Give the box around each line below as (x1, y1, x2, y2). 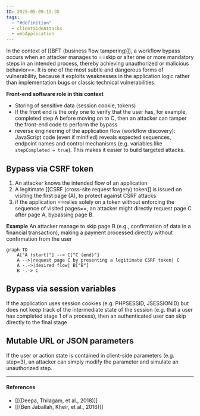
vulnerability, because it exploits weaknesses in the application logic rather (6, 73, 190, 80)
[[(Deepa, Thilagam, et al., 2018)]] (14, 397, 98, 404)
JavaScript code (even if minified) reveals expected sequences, (14, 134, 171, 141)
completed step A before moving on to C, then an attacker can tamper (14, 114, 187, 122)
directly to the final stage (6, 318, 67, 325)
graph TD (6, 247, 28, 253)
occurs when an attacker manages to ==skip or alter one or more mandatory (6, 54, 194, 61)
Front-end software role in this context (6, 91, 104, 98)
